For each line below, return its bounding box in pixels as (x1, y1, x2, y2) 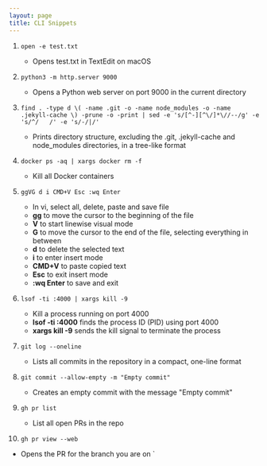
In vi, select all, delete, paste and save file (32, 202, 169, 212)
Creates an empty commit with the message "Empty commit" (32, 387, 233, 397)
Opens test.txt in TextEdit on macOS (32, 56, 152, 66)
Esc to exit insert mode (32, 270, 108, 279)
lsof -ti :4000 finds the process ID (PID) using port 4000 (32, 317, 219, 327)
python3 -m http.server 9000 (20, 73, 118, 81)
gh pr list (20, 404, 57, 412)
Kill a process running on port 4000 (32, 309, 149, 318)
